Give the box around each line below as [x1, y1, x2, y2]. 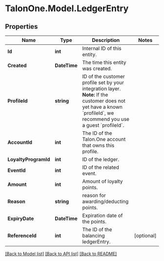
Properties [5, 22, 38, 31]
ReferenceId [7, 232, 37, 239]
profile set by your [82, 79, 124, 86]
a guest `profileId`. [82, 122, 124, 128]
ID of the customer [82, 73, 125, 80]
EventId [7, 167, 26, 174]
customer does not [82, 98, 126, 104]
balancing [82, 232, 105, 239]
